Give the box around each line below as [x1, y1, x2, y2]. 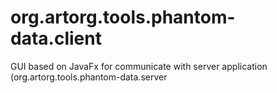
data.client [10, 27, 102, 50]
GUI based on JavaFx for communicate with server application [10, 60, 268, 72]
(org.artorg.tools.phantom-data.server [10, 71, 168, 83]
